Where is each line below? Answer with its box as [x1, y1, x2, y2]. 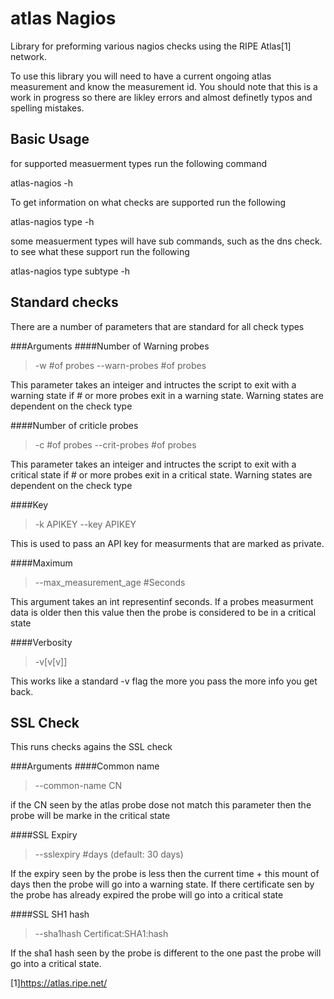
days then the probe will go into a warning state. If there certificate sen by [10, 878, 315, 891]
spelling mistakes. [10, 102, 85, 114]
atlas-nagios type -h [10, 215, 95, 227]
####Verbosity [10, 636, 73, 648]
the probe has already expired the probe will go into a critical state [10, 889, 284, 901]
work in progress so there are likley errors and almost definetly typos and [10, 91, 313, 103]
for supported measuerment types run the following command [10, 157, 267, 169]
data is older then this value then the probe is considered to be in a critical [10, 606, 317, 618]
